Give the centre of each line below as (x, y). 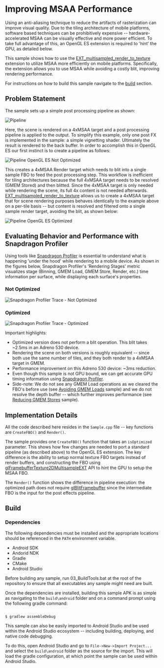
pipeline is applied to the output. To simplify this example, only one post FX (81, 135)
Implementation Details (41, 415)
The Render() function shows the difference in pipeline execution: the (75, 482)
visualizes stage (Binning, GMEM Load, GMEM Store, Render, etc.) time (77, 271)
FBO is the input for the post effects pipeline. (50, 493)
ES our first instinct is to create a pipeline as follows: (58, 150)
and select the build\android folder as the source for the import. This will (79, 651)
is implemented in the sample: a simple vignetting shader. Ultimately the (78, 140)
